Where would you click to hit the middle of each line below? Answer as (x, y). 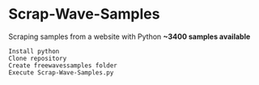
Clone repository (38, 58)
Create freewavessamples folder (63, 66)
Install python (34, 51)
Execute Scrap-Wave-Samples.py (61, 72)
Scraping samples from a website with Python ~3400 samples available (129, 36)
